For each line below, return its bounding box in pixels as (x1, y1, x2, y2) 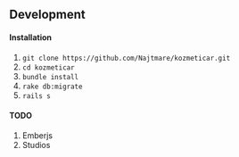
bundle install (21, 72, 79, 81)
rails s (21, 91, 51, 101)
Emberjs (21, 129, 54, 141)
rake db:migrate (21, 82, 83, 91)
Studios (21, 139, 51, 150)
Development (9, 7, 87, 22)
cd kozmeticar (21, 62, 75, 72)
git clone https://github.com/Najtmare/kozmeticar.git (21, 54, 231, 62)
